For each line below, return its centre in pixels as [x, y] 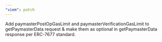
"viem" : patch [20, 10]
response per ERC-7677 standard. [40, 34]
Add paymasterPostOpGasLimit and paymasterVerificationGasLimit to [77, 24]
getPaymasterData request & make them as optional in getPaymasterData [81, 29]
